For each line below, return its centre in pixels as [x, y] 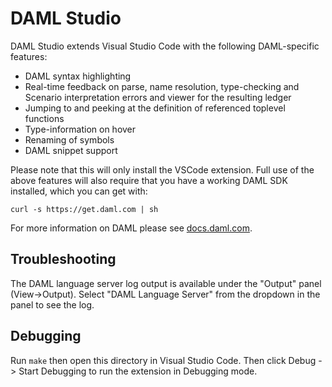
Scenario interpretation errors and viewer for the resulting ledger [158, 97]
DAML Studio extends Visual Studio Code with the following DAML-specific [165, 46]
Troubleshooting [63, 259]
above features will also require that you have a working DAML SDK [149, 180]
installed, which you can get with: [79, 191]
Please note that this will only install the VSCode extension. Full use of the [162, 169]
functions [44, 118]
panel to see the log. [52, 304]
